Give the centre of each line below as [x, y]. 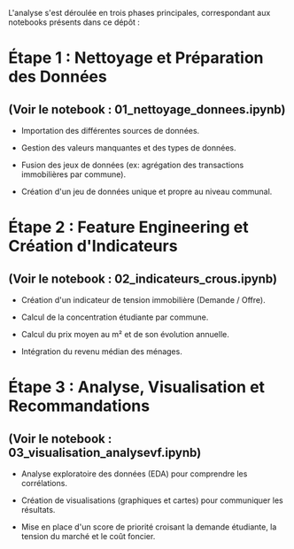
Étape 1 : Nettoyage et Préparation [136, 58]
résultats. [38, 510]
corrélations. [44, 483]
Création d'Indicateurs [93, 246]
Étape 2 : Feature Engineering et [128, 227]
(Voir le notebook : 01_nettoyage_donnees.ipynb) [147, 109]
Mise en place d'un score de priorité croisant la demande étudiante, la [149, 527]
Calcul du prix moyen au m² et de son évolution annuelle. [125, 334]
